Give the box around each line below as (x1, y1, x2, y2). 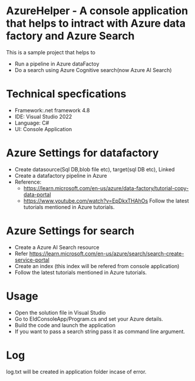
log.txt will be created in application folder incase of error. (6, 368, 147, 375)
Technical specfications (6, 87, 127, 101)
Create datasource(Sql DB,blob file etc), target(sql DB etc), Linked (14, 165, 175, 172)
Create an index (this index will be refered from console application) (14, 262, 180, 269)
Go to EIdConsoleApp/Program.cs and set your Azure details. (14, 315, 163, 323)
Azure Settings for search (6, 224, 134, 237)
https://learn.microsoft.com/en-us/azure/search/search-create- (29, 250, 184, 257)
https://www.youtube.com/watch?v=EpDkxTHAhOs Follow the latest (23, 197, 190, 204)
